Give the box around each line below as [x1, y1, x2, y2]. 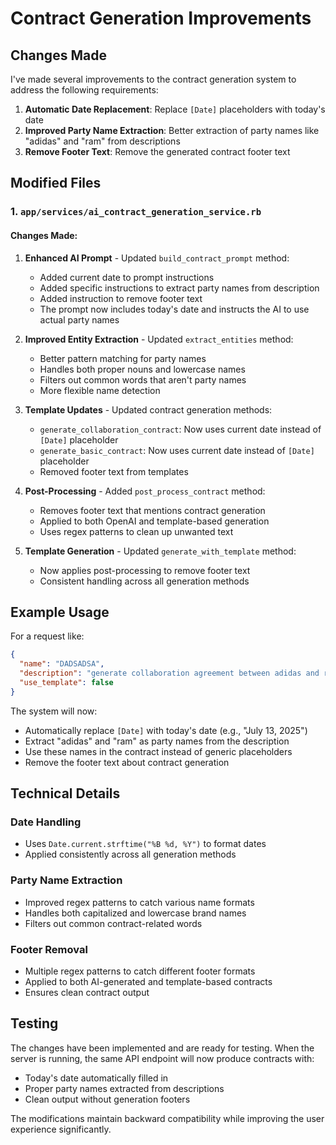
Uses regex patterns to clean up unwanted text [39, 525, 234, 537]
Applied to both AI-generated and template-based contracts [24, 975, 273, 987]
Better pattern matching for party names [39, 352, 207, 364]
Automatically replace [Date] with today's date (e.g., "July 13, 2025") [24, 724, 308, 736]
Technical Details [10, 785, 121, 802]
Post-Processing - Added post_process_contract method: [24, 485, 266, 497]
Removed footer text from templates [39, 465, 189, 477]
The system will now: [10, 705, 98, 717]
